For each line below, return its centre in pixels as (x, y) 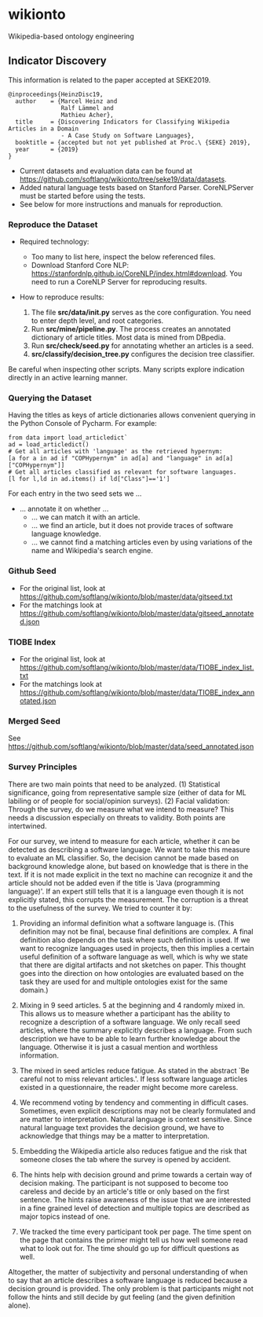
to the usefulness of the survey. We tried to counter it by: (100, 908)
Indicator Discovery (58, 61)
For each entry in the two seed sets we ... (75, 493)
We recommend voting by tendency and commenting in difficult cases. (134, 1102)
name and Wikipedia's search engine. (92, 551)
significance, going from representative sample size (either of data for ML (127, 792)
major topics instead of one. (65, 1216)
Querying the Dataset (50, 398)
